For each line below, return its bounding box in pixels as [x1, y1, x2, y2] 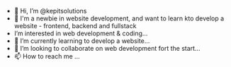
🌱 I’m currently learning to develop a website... [13, 37, 150, 45]
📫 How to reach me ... [13, 52, 80, 60]
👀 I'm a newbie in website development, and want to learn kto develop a [13, 14, 225, 23]
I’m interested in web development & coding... [13, 29, 148, 37]
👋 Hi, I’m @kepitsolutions [13, 7, 87, 15]
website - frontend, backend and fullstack [13, 22, 137, 30]
